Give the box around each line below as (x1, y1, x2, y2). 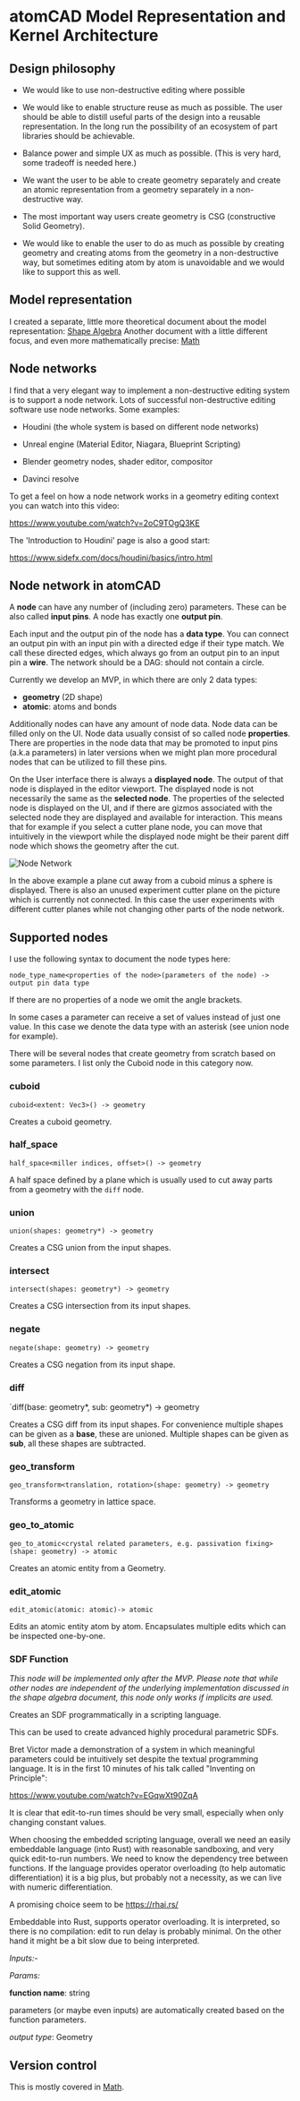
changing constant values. (9, 1817, 107, 1828)
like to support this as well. (21, 267, 121, 277)
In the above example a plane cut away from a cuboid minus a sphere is (9, 875, 273, 886)
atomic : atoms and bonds (21, 701, 118, 713)
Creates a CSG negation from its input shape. (9, 1359, 176, 1370)
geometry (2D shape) (21, 692, 104, 703)
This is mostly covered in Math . (9, 2081, 125, 2092)
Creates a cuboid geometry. (9, 1116, 112, 1127)
